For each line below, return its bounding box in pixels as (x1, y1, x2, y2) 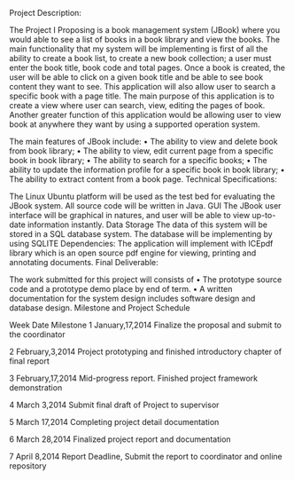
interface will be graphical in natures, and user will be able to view (9, 210, 251, 220)
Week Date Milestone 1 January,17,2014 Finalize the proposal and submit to (9, 319, 282, 330)
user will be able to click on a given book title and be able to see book (9, 72, 264, 83)
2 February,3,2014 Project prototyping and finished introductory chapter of (9, 346, 282, 357)
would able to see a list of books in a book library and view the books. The (9, 35, 281, 44)
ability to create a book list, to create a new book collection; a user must (9, 53, 272, 63)
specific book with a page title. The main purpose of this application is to (9, 90, 275, 101)
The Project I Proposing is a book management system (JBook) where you (9, 25, 281, 35)
